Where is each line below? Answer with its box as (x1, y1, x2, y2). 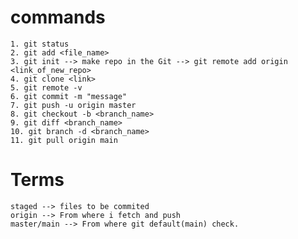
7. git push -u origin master (10, 100, 137, 110)
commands (10, 6, 106, 29)
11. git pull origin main (10, 135, 118, 145)
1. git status (10, 39, 70, 49)
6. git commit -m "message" (10, 91, 128, 101)
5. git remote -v (10, 82, 83, 93)
